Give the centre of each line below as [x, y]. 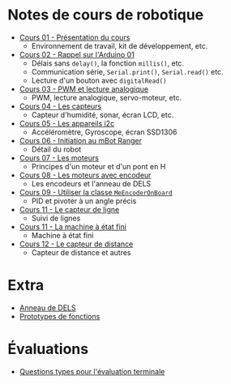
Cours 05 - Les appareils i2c [67, 123]
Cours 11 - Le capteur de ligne [69, 209]
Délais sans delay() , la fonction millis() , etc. [107, 63]
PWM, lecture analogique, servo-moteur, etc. [107, 97]
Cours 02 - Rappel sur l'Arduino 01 [77, 54]
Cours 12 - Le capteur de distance [76, 244]
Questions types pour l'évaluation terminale [92, 371]
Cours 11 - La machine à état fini [73, 226]
